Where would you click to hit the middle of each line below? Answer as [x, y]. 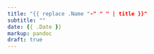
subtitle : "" [27, 20]
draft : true [25, 40]
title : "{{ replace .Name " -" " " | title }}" [77, 14]
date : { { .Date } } [34, 27]
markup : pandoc [30, 33]
